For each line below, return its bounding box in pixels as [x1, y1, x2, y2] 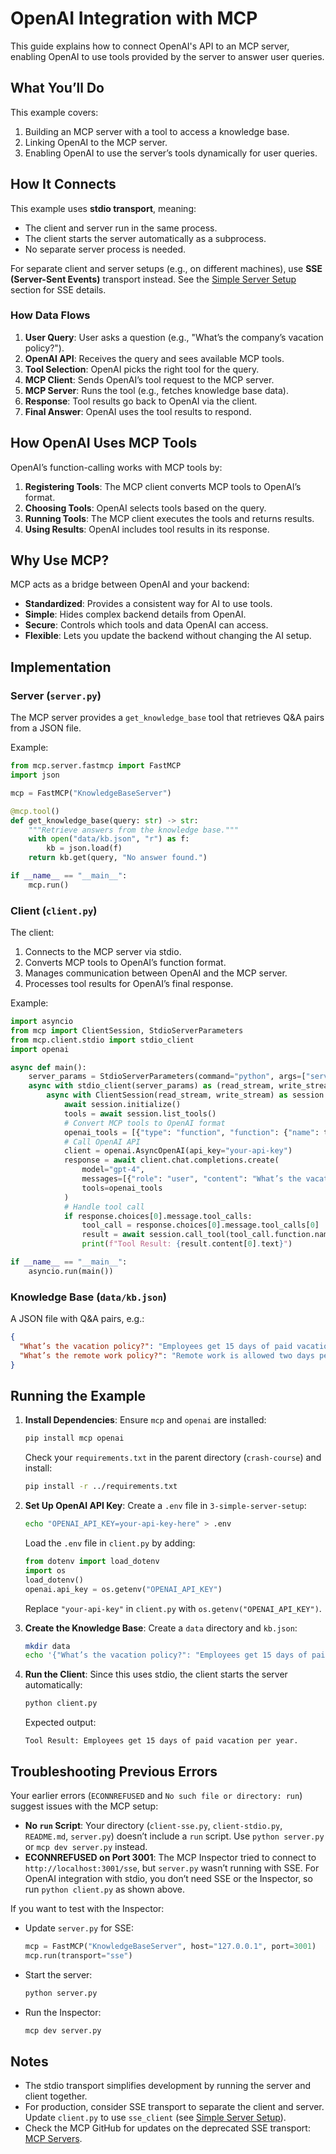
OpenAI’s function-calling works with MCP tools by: [10, 461, 223, 473]
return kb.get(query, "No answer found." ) [28, 853, 208, 863]
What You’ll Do [10, 80, 105, 97]
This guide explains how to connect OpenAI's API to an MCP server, [10, 40, 290, 52]
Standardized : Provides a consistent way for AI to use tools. [24, 598, 273, 610]
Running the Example [10, 1388, 147, 1405]
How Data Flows [10, 308, 91, 322]
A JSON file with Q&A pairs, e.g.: [10, 1313, 145, 1325]
